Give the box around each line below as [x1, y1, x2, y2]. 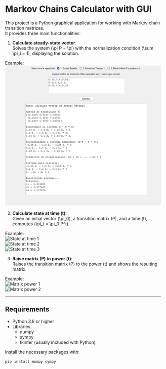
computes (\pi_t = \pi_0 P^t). [12, 221, 70, 227]
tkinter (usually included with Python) [19, 339, 96, 345]
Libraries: [12, 324, 32, 329]
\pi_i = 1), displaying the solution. [12, 50, 80, 56]
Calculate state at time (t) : [12, 210, 67, 216]
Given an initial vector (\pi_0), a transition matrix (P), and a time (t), [12, 215, 148, 221]
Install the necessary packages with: [5, 349, 80, 355]
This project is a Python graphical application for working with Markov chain [5, 20, 160, 26]
